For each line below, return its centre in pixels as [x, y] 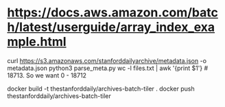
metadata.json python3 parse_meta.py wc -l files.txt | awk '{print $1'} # [108, 68]
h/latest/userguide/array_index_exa [111, 27]
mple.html [37, 42]
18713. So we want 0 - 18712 [47, 75]
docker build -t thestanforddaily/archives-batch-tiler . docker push [101, 88]
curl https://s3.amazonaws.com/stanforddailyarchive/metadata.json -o [107, 60]
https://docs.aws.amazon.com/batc [113, 13]
